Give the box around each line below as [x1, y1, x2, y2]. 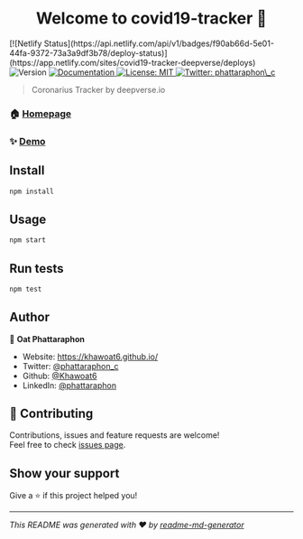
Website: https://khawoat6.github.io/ [22, 351, 159, 362]
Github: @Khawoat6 [22, 370, 97, 381]
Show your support [9, 465, 120, 481]
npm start [9, 236, 47, 245]
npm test [9, 284, 42, 293]
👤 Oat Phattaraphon [9, 333, 86, 344]
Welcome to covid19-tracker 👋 [35, 8, 268, 29]
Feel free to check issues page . [9, 440, 126, 451]
